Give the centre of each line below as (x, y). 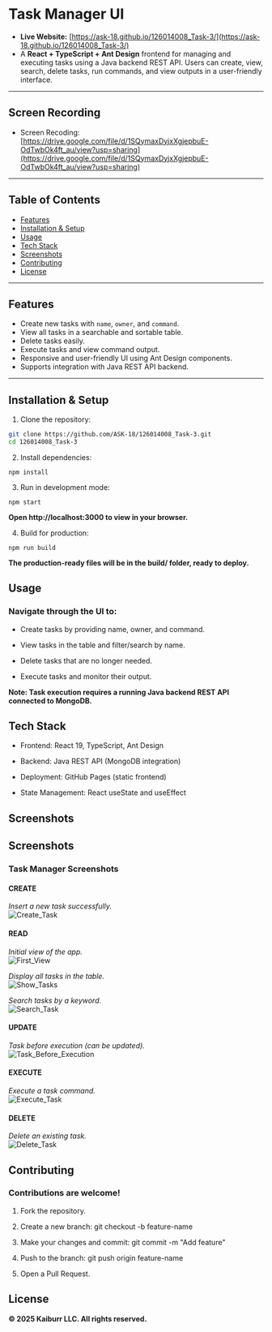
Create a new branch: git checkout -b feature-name (106, 1227)
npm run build (32, 548)
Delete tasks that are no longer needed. (86, 660)
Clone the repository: (55, 419)
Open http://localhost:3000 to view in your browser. (98, 517)
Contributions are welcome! (64, 1193)
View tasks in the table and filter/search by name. (102, 645)
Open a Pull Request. (55, 1274)
